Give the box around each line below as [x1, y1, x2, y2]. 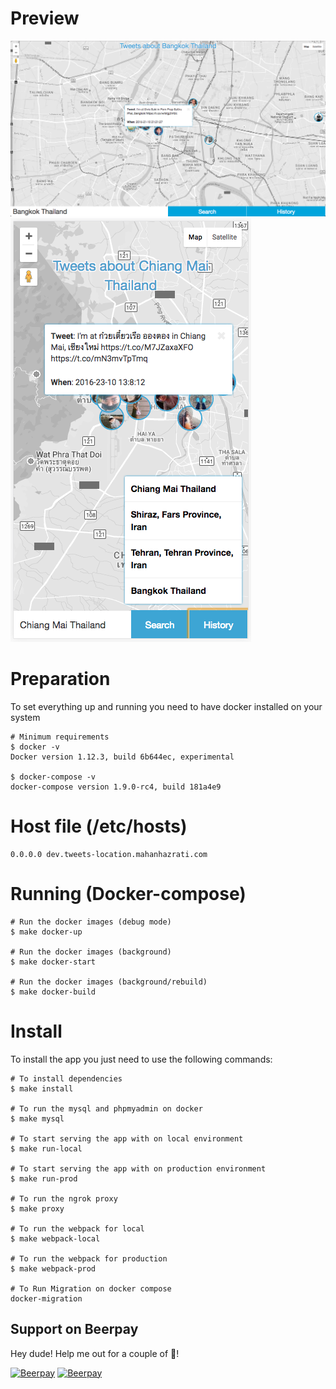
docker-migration [10, 1293, 83, 1304]
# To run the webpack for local [10, 1223, 145, 1234]
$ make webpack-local [10, 1233, 101, 1244]
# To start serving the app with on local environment [10, 1133, 244, 1144]
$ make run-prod [10, 1173, 78, 1184]
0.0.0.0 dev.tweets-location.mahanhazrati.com [10, 849, 208, 859]
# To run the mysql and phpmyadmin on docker [10, 1103, 203, 1114]
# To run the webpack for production [10, 1253, 168, 1264]
